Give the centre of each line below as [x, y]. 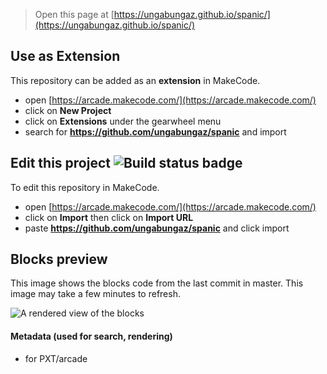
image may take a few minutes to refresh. [95, 294]
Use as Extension [65, 56]
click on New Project [68, 110]
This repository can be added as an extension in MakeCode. [135, 80]
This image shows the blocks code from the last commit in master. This [157, 283]
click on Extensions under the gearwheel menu [123, 121]
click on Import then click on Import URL [109, 217]
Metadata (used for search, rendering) [91, 336]
